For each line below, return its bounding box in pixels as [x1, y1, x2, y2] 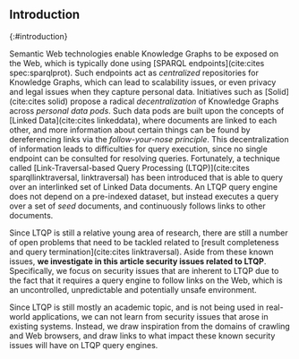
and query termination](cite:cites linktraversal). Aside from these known [9, 246, 275, 257]
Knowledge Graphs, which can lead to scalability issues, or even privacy [9, 76, 277, 88]
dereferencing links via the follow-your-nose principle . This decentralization [9, 133, 289, 144]
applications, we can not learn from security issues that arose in [31, 311, 269, 321]
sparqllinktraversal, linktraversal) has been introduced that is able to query [9, 172, 284, 183]
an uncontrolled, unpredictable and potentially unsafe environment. [9, 284, 257, 295]
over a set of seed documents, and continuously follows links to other [9, 201, 266, 211]
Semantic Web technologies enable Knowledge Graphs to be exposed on [9, 48, 279, 59]
